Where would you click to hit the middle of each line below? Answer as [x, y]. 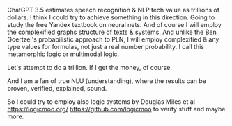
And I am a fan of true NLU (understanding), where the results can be [107, 81]
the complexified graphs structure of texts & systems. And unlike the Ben [112, 32]
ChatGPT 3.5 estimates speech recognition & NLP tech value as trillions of [114, 10]
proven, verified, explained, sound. [57, 88]
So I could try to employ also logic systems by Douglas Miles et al [101, 102]
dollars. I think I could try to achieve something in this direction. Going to [111, 17]
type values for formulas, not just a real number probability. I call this [106, 47]
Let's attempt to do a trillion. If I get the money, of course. [90, 67]
